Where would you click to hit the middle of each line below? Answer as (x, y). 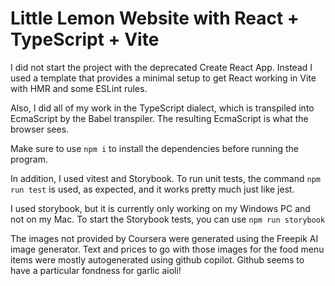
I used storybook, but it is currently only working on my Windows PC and (160, 208)
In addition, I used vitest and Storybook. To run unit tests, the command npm (165, 178)
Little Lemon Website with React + (155, 18)
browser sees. (40, 129)
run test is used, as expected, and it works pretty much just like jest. (152, 189)
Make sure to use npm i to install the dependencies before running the (155, 148)
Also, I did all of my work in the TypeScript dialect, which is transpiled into (162, 108)
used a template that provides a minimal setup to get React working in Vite (163, 78)
